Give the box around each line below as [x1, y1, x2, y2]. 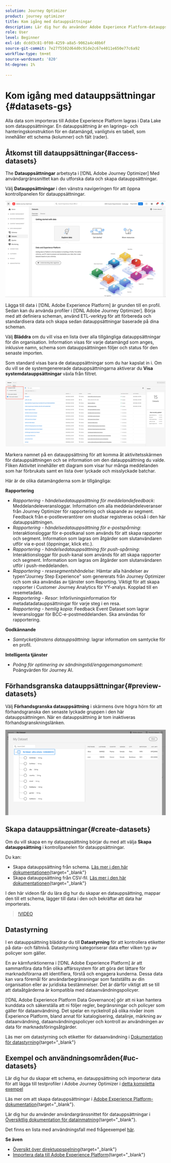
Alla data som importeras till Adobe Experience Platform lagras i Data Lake [5, 118, 161, 124]
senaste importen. [5, 350, 43, 356]
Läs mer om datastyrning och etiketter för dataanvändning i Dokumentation [5, 1033, 163, 1040]
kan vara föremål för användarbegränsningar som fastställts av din [5, 976, 145, 982]
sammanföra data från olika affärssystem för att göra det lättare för [5, 965, 146, 971]
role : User [5, 30, 28, 35]
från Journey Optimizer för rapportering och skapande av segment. [12, 508, 154, 514]
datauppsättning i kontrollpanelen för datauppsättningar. [5, 844, 125, 850]
